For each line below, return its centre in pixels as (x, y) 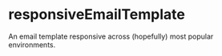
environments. (32, 44)
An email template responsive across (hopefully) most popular (111, 36)
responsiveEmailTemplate (97, 15)
